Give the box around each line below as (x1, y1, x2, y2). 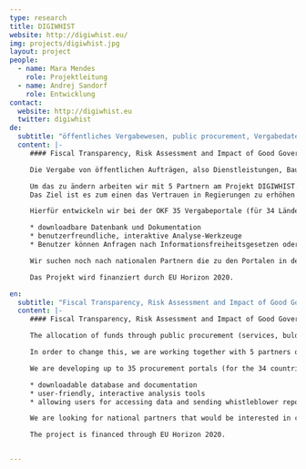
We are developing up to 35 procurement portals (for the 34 (29, 363, 267, 373)
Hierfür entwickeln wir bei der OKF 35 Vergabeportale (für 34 (29, 207, 275, 216)
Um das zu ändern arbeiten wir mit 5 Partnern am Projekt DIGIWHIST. (29, 181, 300, 191)
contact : (9, 97, 43, 107)
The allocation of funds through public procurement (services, (29, 331, 280, 341)
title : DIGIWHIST (9, 22, 76, 31)
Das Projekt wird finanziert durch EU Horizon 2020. (29, 272, 234, 282)
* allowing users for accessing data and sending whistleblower (29, 397, 280, 406)
